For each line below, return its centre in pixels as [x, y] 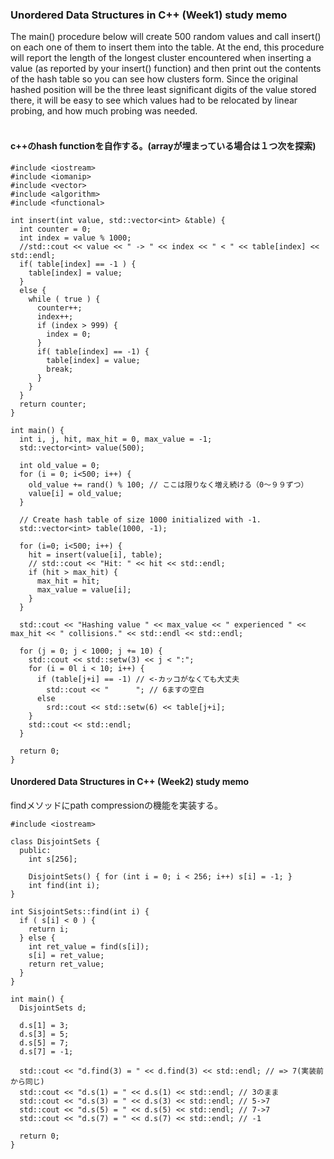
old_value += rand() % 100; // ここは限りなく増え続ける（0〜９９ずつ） [168, 484]
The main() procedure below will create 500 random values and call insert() [166, 37]
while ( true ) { [64, 299]
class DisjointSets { [55, 841]
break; [60, 369]
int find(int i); [64, 885]
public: [35, 850]
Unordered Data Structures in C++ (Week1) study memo [149, 15]
